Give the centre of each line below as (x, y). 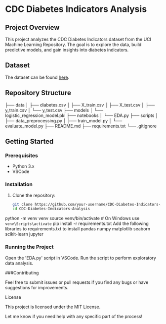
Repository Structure (38, 93)
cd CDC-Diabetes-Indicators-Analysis (51, 209)
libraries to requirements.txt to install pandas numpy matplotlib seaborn (78, 229)
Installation (19, 184)
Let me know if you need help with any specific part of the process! (74, 316)
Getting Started (29, 141)
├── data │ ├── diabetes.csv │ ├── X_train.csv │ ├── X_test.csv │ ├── (80, 105)
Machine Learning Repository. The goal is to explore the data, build (73, 45)
